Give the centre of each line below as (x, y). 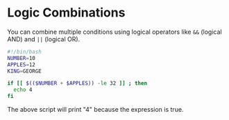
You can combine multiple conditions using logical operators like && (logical (114, 32)
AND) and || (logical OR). (44, 39)
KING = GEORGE (24, 71)
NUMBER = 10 (22, 58)
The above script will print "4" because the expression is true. (95, 110)
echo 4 (23, 90)
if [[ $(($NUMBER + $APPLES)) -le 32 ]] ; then (77, 83)
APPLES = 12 (22, 64)
